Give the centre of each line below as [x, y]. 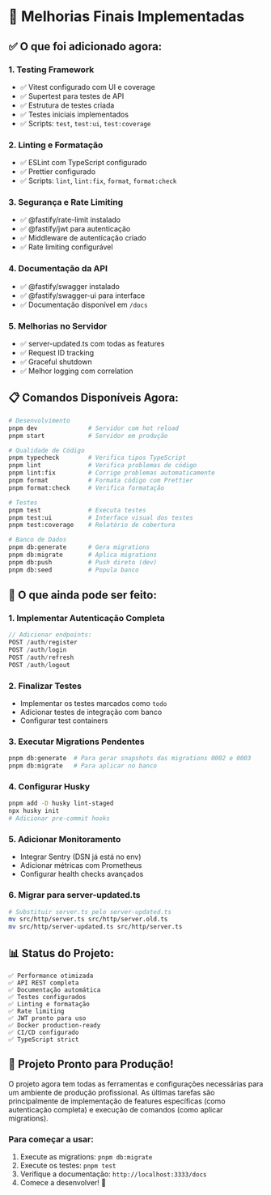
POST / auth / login [38, 650]
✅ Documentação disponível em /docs [84, 304]
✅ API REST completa [44, 983]
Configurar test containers [64, 721]
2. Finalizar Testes [45, 686]
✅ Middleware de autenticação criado [83, 238]
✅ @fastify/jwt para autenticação [75, 229]
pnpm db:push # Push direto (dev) [83, 562]
